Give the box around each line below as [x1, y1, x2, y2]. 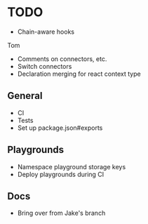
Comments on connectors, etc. [17, 54, 107, 63]
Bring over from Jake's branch [17, 209, 106, 218]
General [7, 90, 43, 102]
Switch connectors [17, 62, 72, 70]
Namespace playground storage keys [17, 162, 126, 171]
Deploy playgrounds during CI [17, 170, 105, 178]
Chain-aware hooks [17, 27, 75, 36]
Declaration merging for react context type [17, 70, 142, 78]
